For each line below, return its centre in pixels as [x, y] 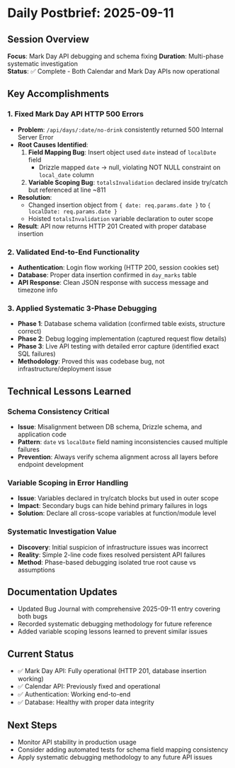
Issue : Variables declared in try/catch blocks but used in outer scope [118, 498]
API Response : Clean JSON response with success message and [113, 282]
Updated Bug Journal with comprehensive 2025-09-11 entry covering [119, 609]
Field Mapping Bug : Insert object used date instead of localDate [122, 152]
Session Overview [48, 39]
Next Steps [32, 725]
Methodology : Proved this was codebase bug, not [91, 361]
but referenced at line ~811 [67, 190]
